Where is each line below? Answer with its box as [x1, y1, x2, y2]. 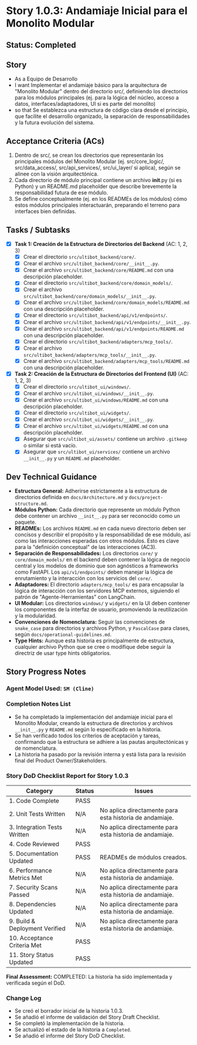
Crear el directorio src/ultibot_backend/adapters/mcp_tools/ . [23, 338, 173, 345]
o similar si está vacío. [23, 442, 77, 449]
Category [26, 787, 53, 795]
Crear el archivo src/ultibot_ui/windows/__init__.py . [23, 389, 154, 397]
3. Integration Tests [9, 823, 63, 831]
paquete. [14, 518, 37, 526]
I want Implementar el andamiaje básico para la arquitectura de [14, 82, 167, 89]
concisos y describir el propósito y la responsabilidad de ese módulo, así [14, 531, 191, 538]
